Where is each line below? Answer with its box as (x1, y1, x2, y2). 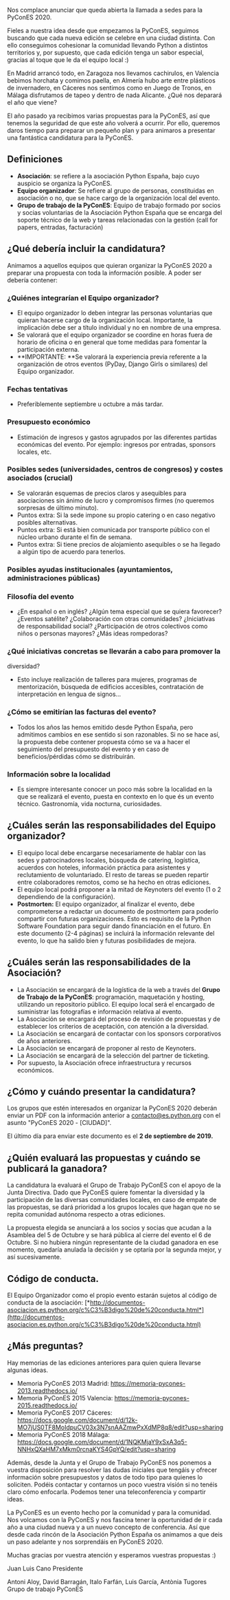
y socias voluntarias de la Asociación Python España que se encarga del (16, 208, 222, 216)
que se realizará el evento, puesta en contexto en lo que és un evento (16, 792, 214, 801)
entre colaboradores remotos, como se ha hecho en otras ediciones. (16, 878, 211, 886)
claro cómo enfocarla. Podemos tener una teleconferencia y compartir (7, 1487, 206, 1496)
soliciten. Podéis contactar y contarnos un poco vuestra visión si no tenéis (7, 1480, 218, 1488)
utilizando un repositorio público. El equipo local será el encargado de (16, 1000, 215, 1008)
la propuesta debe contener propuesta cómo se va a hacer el (16, 737, 190, 746)
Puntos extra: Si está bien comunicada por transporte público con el (16, 525, 210, 534)
